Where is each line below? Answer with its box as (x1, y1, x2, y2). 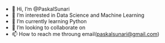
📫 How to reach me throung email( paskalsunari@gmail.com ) (11, 31, 160, 37)
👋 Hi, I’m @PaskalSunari (11, 6, 70, 12)
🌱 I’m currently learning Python (11, 18, 87, 24)
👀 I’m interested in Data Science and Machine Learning (11, 12, 145, 19)
